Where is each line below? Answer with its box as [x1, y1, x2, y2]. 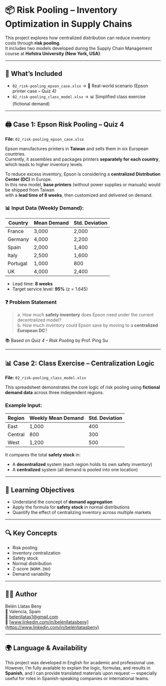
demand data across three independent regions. [5, 389, 104, 395]
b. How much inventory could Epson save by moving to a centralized [17, 322, 158, 328]
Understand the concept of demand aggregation [12, 499, 113, 505]
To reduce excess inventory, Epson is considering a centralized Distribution [5, 171, 161, 177]
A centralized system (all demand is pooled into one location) [12, 467, 138, 473]
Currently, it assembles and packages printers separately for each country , [5, 156, 160, 162]
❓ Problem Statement [5, 298, 57, 305]
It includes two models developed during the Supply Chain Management [5, 45, 152, 51]
